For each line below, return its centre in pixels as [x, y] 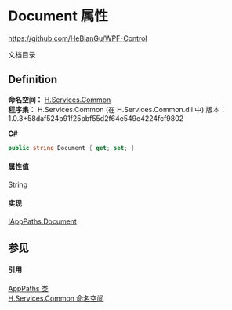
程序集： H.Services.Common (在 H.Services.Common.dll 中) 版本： [118, 109]
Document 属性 [58, 16]
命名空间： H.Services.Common [60, 100]
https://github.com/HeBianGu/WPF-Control [78, 38]
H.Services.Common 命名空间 [56, 298]
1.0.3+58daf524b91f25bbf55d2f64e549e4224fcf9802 [96, 118]
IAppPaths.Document [42, 221]
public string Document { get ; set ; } [71, 148]
